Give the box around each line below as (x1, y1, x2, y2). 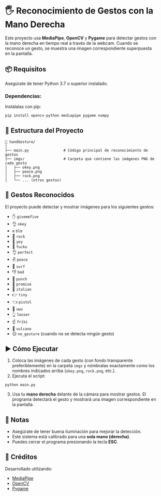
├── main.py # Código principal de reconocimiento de (5, 148, 148, 153)
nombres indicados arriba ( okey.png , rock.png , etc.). (12, 368, 116, 374)
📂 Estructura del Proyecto (5, 126, 84, 135)
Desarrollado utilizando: (5, 466, 52, 472)
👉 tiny (12, 291, 28, 297)
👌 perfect (12, 249, 33, 255)
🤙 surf (12, 263, 25, 269)
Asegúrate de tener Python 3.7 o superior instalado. (5, 80, 108, 86)
